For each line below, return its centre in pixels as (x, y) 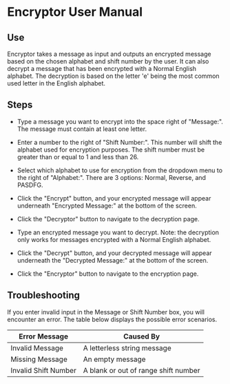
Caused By (142, 336)
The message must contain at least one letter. (82, 129)
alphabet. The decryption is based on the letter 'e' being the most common (113, 76)
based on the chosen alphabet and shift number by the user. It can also (108, 61)
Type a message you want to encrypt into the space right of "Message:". (120, 121)
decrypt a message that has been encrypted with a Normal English (102, 69)
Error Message (44, 336)
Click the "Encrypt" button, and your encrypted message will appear (114, 198)
